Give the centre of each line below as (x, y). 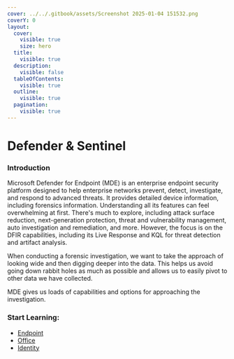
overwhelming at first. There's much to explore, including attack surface (111, 213)
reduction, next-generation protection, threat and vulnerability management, (117, 220)
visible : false (42, 72)
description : (32, 66)
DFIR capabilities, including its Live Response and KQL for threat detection (114, 235)
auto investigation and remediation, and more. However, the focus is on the (115, 227)
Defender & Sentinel (67, 146)
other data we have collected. (50, 279)
